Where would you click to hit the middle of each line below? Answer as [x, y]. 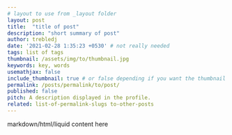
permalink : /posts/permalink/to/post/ [63, 85]
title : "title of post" [43, 26]
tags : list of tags [36, 53]
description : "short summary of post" [63, 33]
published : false [32, 91]
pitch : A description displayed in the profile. [79, 98]
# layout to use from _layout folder [62, 14]
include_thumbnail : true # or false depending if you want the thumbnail [117, 78]
